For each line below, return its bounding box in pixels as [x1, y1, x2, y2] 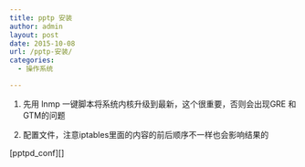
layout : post [9, 30, 59, 39]
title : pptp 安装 [9, 13, 73, 23]
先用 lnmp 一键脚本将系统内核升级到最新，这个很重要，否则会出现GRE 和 [22, 98, 297, 110]
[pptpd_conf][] [9, 147, 65, 158]
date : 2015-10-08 [9, 38, 76, 48]
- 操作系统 [17, 65, 54, 74]
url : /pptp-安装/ [9, 47, 73, 57]
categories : [9, 56, 55, 65]
